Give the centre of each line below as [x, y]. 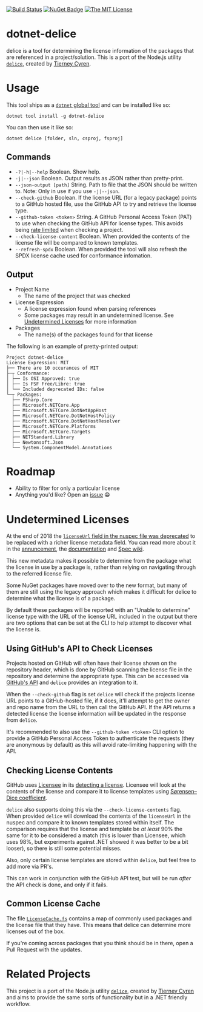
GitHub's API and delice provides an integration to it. [72, 682]
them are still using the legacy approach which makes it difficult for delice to [101, 592]
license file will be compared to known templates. [77, 242]
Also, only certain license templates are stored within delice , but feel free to [101, 860]
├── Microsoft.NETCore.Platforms [54, 426]
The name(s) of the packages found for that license [88, 335]
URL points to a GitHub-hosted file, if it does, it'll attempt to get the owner [98, 701]
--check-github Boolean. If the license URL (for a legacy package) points [106, 197]
